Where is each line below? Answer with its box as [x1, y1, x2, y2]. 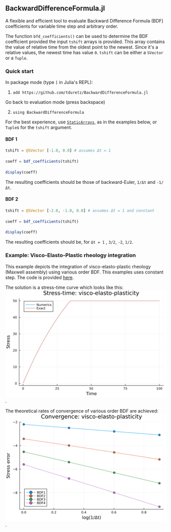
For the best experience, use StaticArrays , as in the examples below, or [5, 119, 157, 125]
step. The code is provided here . [5, 274, 74, 281]
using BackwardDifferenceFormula [12, 110, 84, 115]
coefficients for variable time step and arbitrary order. [5, 23, 119, 29]
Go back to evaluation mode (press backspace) [5, 99, 105, 105]
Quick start [5, 68, 34, 75]
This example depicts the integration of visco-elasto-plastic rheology [5, 263, 151, 269]
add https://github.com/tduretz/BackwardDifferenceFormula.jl [12, 90, 148, 95]
